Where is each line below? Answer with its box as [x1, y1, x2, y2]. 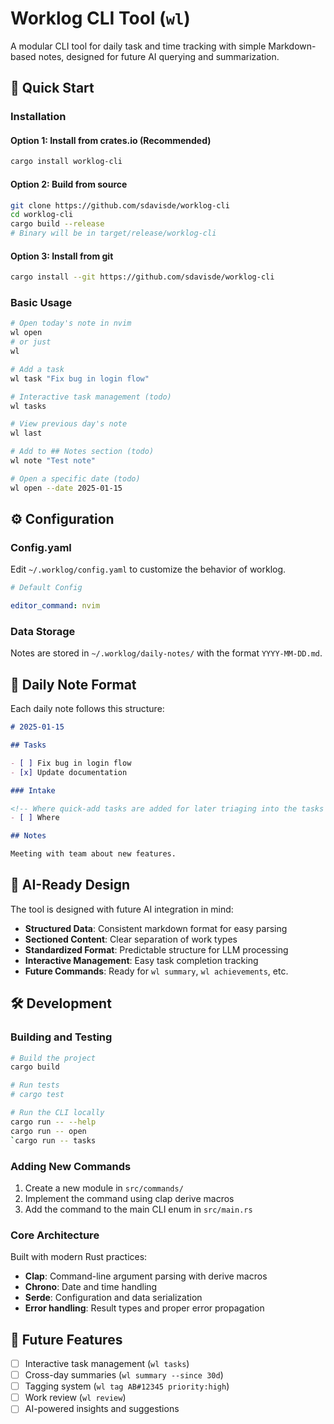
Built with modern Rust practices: [10, 1251, 148, 1263]
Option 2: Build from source [10, 178, 128, 190]
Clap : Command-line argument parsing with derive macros [24, 1270, 268, 1282]
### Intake [10, 785, 56, 796]
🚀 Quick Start [10, 80, 95, 97]
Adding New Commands [10, 1159, 132, 1173]
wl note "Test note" [10, 456, 97, 466]
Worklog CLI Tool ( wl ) [10, 7, 191, 30]
